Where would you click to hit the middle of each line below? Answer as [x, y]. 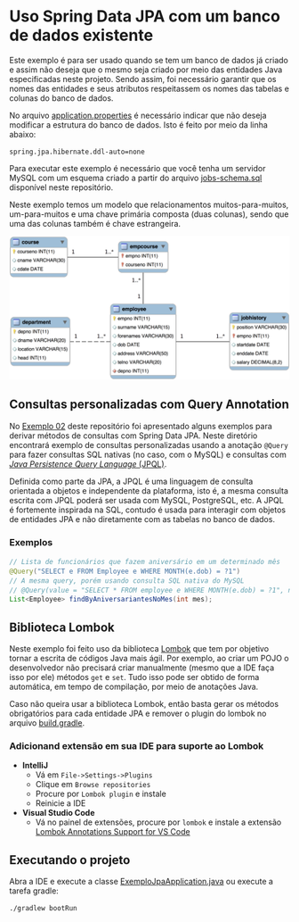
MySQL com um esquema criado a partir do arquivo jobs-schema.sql [136, 178]
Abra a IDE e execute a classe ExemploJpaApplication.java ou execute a [141, 882]
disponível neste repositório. [61, 187]
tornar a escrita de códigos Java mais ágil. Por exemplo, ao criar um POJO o [149, 659]
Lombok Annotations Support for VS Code [113, 832]
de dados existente [81, 35]
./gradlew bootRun [43, 909]
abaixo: [23, 134]
